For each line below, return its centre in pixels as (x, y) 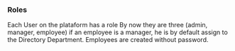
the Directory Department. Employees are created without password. (108, 40)
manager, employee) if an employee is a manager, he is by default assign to (118, 32)
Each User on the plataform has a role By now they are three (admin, (108, 25)
